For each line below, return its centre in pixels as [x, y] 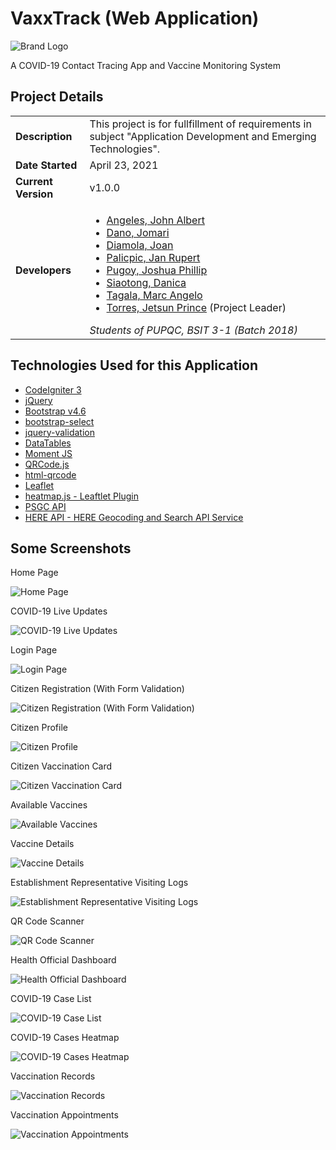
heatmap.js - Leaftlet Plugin [81, 496]
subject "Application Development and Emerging [203, 136]
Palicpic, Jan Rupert [153, 257]
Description [44, 136]
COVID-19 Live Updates [59, 611]
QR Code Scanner [47, 921]
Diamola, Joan [140, 245]
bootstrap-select [59, 421]
